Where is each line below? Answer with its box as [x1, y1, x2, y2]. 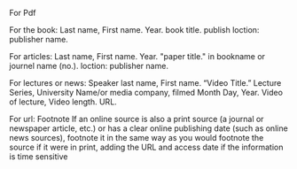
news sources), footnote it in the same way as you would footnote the [9, 133, 264, 142]
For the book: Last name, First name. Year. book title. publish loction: [9, 25, 260, 35]
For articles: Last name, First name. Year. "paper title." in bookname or [9, 51, 266, 61]
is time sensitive [9, 151, 68, 162]
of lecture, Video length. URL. [9, 96, 117, 107]
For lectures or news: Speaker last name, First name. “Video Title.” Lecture [9, 78, 282, 88]
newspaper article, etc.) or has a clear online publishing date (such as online [9, 123, 288, 134]
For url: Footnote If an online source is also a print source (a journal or [9, 114, 264, 124]
